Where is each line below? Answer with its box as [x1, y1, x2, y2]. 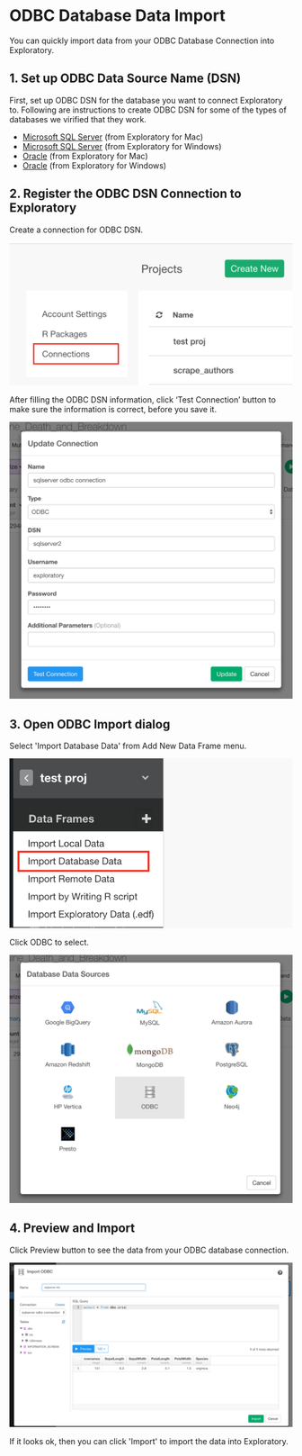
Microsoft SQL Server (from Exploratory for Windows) [22, 140, 222, 151]
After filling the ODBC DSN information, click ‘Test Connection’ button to [9, 393, 277, 405]
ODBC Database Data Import [9, 5, 226, 26]
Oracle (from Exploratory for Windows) [22, 159, 167, 171]
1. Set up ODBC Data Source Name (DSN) [9, 71, 241, 86]
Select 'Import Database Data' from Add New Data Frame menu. [9, 740, 247, 752]
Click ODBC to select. [9, 937, 90, 948]
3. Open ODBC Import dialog [9, 717, 171, 732]
